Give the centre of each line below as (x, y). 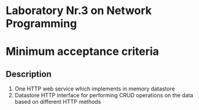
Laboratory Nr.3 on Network (79, 11)
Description (29, 74)
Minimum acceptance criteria (82, 52)
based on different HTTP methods (58, 102)
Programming (41, 24)
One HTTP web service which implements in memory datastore (95, 89)
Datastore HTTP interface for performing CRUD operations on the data (104, 95)
